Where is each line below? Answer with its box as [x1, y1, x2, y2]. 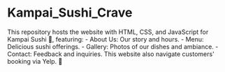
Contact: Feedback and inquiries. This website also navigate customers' [7, 50, 215, 58]
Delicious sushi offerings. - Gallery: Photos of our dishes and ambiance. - [7, 42, 219, 51]
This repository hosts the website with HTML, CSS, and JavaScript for [7, 28, 209, 36]
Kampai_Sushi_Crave [7, 5, 133, 21]
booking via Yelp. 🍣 [7, 57, 63, 65]
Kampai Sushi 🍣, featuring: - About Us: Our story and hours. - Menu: [7, 35, 204, 43]
